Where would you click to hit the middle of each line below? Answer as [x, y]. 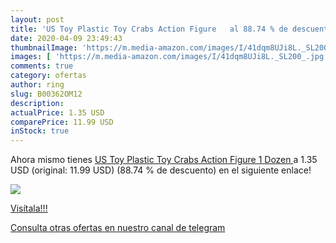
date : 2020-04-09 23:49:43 [66, 38]
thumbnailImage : [44, 47]
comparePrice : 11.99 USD [62, 122]
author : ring [37, 85]
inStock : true [40, 131]
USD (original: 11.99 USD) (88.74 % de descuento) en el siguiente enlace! [161, 170]
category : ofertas [48, 76]
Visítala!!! [29, 208]
